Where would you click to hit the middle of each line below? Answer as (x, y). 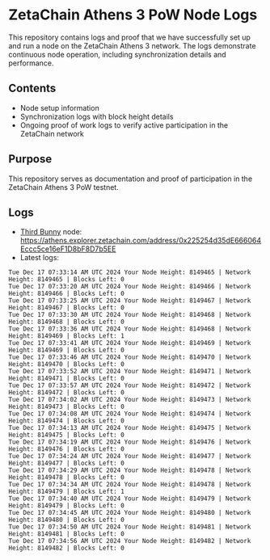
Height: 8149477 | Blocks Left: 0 (67, 463)
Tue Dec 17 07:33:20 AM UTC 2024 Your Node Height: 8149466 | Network (130, 287)
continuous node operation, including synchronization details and (117, 54)
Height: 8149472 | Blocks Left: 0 (67, 393)
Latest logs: (39, 258)
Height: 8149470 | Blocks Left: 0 (67, 364)
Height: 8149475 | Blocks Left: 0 (67, 435)
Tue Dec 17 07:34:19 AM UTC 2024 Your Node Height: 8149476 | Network (130, 442)
